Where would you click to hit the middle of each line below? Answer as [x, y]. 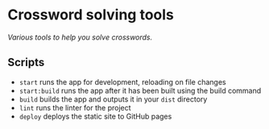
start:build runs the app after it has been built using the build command [140, 90]
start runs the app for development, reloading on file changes [122, 81]
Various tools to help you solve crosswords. [80, 37]
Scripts [26, 62]
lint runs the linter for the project [75, 107]
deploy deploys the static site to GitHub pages [95, 116]
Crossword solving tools [91, 15]
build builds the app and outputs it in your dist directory [113, 99]
